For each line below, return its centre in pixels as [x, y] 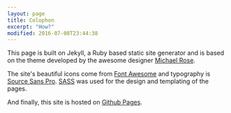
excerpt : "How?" [31, 27]
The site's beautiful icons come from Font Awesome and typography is [109, 74]
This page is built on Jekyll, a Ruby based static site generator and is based [116, 53]
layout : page [26, 14]
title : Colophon [31, 20]
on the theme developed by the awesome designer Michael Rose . [101, 61]
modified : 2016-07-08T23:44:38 [53, 33]
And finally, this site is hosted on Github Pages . [75, 103]
